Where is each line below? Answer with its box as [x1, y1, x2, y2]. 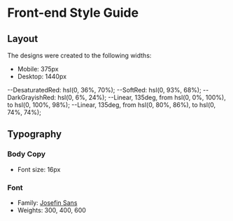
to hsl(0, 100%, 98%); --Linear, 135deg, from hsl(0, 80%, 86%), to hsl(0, [7, 101, 216, 109]
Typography [7, 128, 62, 141]
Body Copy [7, 149, 46, 159]
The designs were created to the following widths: [7, 51, 152, 59]
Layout [7, 33, 38, 45]
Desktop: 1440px [17, 72, 67, 80]
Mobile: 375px [17, 65, 59, 73]
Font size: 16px [17, 165, 61, 173]
